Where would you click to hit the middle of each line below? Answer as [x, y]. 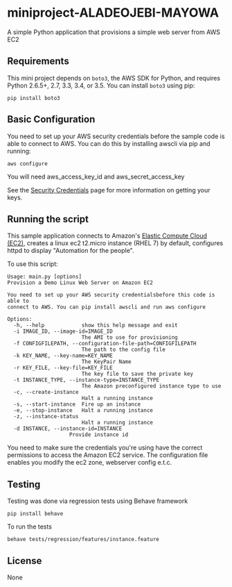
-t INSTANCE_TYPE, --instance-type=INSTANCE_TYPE [86, 380]
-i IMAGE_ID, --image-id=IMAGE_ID [63, 331]
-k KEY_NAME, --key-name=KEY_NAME [63, 356]
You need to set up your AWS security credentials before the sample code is [116, 136]
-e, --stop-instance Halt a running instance [83, 411]
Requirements [38, 61]
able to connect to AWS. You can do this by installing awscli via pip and [109, 143]
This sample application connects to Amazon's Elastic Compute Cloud [107, 236]
